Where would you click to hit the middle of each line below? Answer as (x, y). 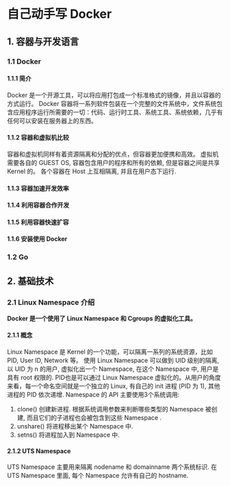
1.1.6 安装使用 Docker (37, 239)
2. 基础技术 (30, 281)
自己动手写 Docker (60, 14)
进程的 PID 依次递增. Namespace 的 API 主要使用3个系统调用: (93, 395)
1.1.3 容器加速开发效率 (38, 188)
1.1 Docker (24, 61)
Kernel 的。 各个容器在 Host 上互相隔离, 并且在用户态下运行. (92, 171)
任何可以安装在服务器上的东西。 (52, 120)
